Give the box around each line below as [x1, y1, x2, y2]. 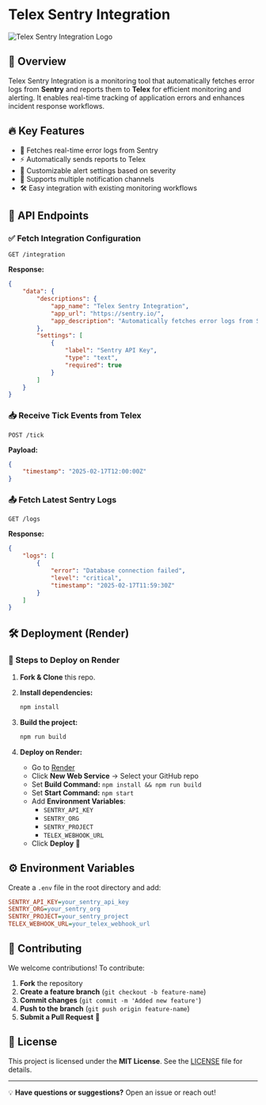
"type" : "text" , [64, 354, 119, 362]
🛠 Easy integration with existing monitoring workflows [19, 183, 198, 192]
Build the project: [19, 717, 78, 727]
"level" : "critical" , [50, 574, 123, 582]
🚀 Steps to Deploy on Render [8, 654, 120, 665]
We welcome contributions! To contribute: [8, 963, 145, 972]
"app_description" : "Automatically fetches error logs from [50, 317, 253, 325]
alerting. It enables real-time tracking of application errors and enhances [8, 93, 245, 102]
